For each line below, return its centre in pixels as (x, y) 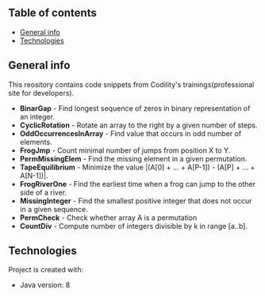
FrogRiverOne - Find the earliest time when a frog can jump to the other (138, 184)
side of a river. (43, 192)
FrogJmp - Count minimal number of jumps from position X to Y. (125, 150)
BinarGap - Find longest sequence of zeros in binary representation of (135, 108)
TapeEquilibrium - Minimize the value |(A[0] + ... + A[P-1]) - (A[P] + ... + (137, 167)
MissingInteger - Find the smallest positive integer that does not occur (136, 200)
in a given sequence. (54, 209)
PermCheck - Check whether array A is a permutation (108, 218)
